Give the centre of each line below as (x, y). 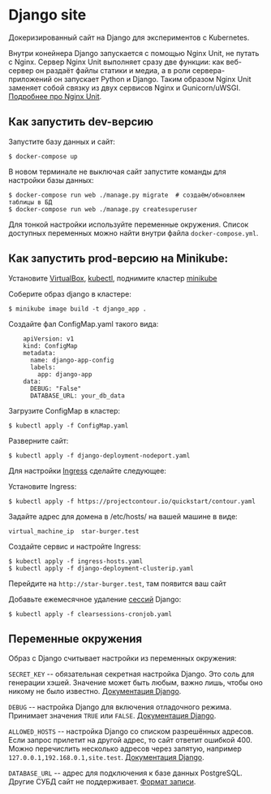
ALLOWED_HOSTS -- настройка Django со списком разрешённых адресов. (131, 731)
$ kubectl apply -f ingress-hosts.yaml (76, 561)
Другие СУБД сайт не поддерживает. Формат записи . (102, 782)
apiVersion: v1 (49, 339)
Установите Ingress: (43, 486)
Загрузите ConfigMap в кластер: (64, 410)
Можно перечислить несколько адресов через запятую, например (125, 748)
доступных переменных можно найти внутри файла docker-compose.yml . (133, 232)
